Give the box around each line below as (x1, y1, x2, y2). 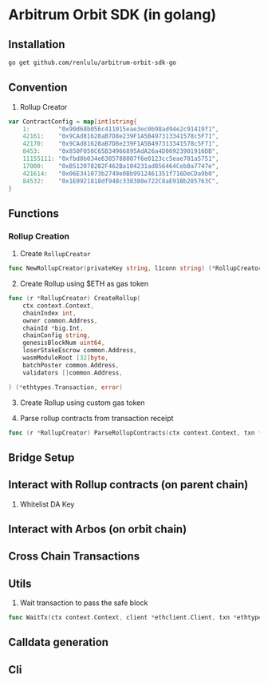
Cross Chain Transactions (8, 550, 140, 564)
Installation (8, 38, 65, 51)
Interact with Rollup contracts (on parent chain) (8, 478, 249, 491)
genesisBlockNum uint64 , (22, 339, 105, 347)
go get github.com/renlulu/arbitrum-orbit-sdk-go (8, 58, 177, 66)
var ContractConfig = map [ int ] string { (8, 118, 137, 126)
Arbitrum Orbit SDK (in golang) (8, 6, 217, 24)
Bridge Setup (8, 451, 75, 464)
